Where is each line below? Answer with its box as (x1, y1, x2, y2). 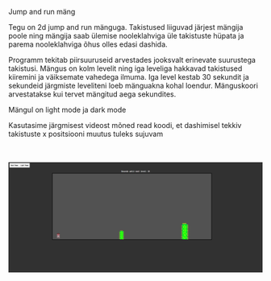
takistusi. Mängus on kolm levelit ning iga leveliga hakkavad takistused (8, 64, 243, 73)
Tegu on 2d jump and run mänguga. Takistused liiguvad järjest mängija (8, 23, 244, 31)
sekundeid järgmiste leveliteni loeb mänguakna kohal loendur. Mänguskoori (8, 81, 258, 90)
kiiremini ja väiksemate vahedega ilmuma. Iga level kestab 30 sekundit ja (8, 72, 250, 81)
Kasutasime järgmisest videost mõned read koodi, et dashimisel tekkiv (8, 121, 242, 130)
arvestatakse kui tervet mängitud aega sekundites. (8, 89, 177, 99)
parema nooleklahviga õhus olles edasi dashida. (8, 39, 168, 49)
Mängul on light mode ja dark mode (8, 105, 127, 114)
